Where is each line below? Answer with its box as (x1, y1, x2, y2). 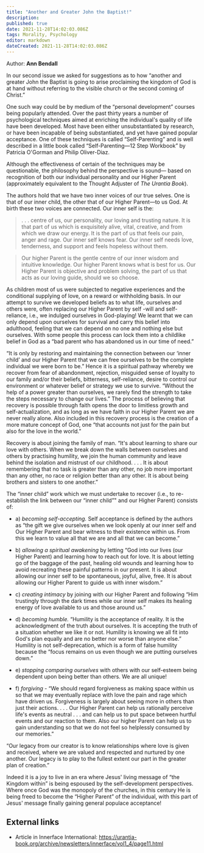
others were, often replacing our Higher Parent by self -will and (6, 305, 165, 312)
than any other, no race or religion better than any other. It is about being (6, 471, 189, 479)
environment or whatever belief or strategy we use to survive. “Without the (6, 382, 194, 389)
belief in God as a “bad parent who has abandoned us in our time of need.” (6, 338, 194, 345)
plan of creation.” (6, 761, 50, 769)
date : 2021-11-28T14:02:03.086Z (6, 26, 88, 32)
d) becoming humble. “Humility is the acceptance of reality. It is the (15, 615, 185, 622)
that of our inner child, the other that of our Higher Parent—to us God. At (6, 198, 188, 205)
